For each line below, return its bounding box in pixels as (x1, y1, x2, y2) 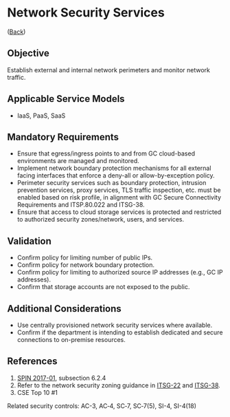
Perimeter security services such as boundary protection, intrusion (16, 179, 207, 187)
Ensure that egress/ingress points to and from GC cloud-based (16, 149, 196, 158)
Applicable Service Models (7, 93, 125, 105)
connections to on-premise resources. (16, 336, 126, 343)
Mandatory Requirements (7, 131, 119, 142)
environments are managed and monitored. (16, 157, 139, 165)
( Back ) (7, 28, 26, 36)
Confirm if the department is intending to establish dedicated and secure (16, 328, 223, 336)
